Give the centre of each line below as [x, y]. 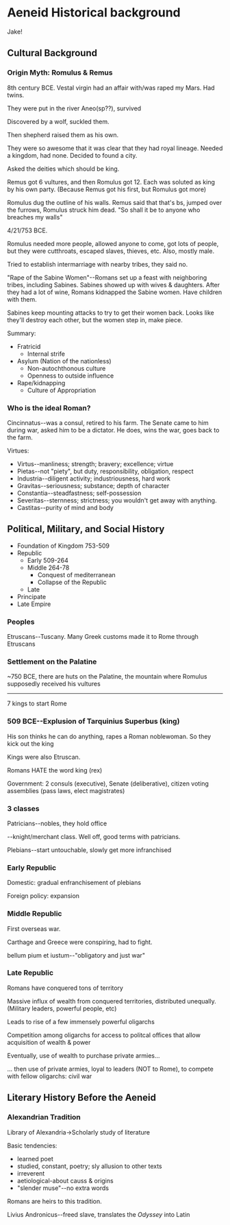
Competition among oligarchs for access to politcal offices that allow [104, 1035]
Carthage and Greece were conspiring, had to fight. [80, 942]
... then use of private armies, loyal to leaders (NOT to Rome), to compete [110, 1069]
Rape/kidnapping [41, 383]
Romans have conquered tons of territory [65, 988]
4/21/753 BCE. [27, 230]
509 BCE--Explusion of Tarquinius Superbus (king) [93, 721]
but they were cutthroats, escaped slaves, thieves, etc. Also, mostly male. [111, 251]
